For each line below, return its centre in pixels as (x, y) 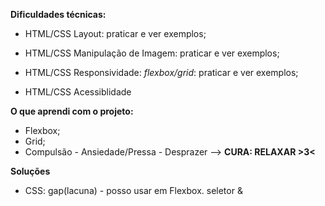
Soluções (30, 171)
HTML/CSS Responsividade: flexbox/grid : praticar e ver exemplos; (161, 72)
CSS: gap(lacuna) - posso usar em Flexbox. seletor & (133, 190)
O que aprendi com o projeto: (72, 111)
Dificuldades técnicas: (58, 14)
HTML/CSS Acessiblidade (78, 92)
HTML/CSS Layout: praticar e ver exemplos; (115, 33)
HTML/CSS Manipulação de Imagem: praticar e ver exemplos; (152, 53)
